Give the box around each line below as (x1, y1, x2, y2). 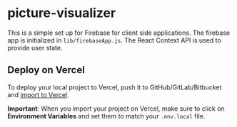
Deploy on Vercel (7, 64, 86, 76)
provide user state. (7, 43, 63, 52)
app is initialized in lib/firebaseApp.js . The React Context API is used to (7, 35, 221, 44)
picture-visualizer (7, 5, 116, 21)
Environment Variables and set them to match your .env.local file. (7, 111, 206, 120)
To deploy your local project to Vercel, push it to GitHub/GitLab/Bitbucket (7, 83, 222, 92)
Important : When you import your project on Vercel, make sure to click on (7, 104, 225, 113)
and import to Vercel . (7, 90, 69, 99)
